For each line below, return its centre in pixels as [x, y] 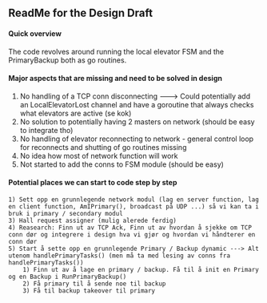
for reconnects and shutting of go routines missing [103, 147]
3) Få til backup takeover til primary [89, 291]
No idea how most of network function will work [99, 156]
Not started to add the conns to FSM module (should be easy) [122, 164]
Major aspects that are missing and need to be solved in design [115, 79]
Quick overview [35, 33]
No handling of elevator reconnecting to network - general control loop [137, 139]
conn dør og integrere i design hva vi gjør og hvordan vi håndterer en [132, 235]
